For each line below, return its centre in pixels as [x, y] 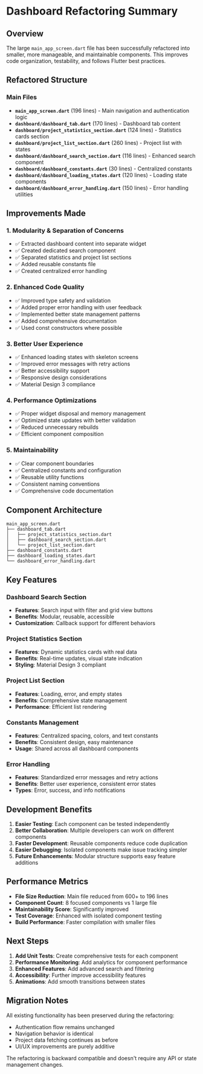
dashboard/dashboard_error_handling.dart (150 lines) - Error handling [102, 188]
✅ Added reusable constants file [55, 264]
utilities [24, 194]
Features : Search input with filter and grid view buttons [84, 610]
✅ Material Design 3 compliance [55, 384]
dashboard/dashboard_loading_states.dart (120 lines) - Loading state [101, 175]
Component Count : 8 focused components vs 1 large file [86, 902]
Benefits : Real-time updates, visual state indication [79, 659]
